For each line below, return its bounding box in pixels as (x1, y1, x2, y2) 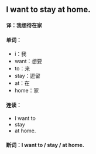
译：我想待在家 (6, 22, 42, 29)
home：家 (14, 87, 39, 94)
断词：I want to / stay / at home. (6, 141, 85, 148)
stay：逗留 (14, 73, 41, 80)
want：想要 (14, 58, 42, 65)
